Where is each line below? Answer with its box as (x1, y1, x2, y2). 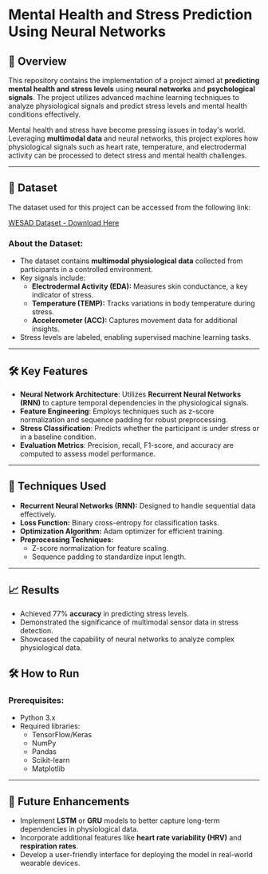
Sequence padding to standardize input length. (31, 552, 187, 561)
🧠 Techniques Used (8, 480, 107, 493)
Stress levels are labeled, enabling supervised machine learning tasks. (19, 333, 251, 342)
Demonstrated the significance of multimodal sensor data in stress (19, 617, 239, 627)
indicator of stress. (31, 290, 94, 300)
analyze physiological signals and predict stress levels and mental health (8, 102, 247, 110)
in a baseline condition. (19, 432, 97, 441)
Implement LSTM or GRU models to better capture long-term (19, 816, 221, 825)
